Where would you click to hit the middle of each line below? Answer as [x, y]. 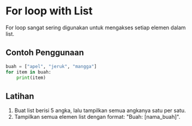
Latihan [20, 96]
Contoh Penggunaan [45, 53]
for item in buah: [28, 72]
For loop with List [49, 11]
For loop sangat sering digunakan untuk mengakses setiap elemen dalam [96, 27]
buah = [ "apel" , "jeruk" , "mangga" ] [51, 66]
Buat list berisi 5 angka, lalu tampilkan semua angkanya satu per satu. [100, 110]
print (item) [31, 78]
